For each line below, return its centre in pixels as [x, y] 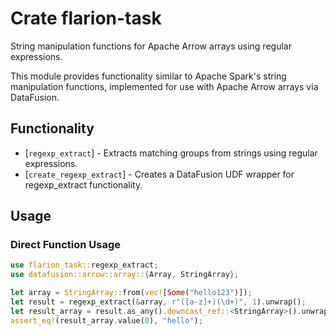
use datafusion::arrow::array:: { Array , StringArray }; [125, 275]
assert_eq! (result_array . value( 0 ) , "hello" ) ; [106, 320]
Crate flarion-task [86, 18]
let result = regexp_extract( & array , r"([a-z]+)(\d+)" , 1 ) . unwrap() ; [158, 302]
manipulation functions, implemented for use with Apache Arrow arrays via [164, 86]
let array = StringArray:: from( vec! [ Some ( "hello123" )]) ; [131, 293]
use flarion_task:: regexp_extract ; [84, 265]
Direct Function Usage [66, 245]
